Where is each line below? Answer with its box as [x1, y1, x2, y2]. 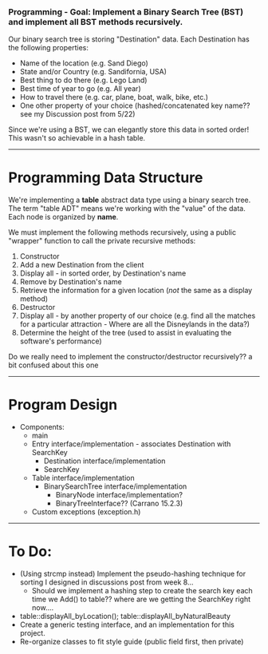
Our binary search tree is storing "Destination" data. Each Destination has [8, 34, 250, 44]
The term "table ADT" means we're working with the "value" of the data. [8, 204, 246, 213]
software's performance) [19, 336, 102, 346]
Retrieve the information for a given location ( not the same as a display [19, 286, 253, 295]
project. [19, 628, 45, 638]
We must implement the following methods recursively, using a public [8, 228, 237, 237]
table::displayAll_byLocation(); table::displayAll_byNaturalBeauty [19, 612, 231, 621]
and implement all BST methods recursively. [8, 16, 183, 27]
